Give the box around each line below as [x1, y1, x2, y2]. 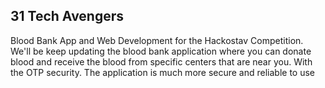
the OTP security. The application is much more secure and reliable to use [10, 66, 316, 78]
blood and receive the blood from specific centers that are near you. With [10, 55, 313, 68]
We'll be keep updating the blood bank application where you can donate [10, 45, 312, 57]
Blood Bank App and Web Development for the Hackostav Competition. [10, 34, 304, 46]
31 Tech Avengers [10, 8, 125, 25]
